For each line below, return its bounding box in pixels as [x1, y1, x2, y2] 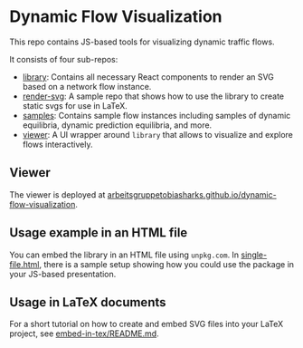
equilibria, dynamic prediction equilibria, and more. [22, 120, 213, 130]
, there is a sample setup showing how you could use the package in [39, 258, 295, 269]
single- [241, 249, 268, 260]
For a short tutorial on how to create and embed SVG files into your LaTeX [9, 319, 284, 330]
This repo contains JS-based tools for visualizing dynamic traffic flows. [9, 36, 275, 47]
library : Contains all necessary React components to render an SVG [22, 71, 274, 82]
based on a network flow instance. [22, 81, 152, 92]
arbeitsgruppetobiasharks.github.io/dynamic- [107, 188, 278, 200]
